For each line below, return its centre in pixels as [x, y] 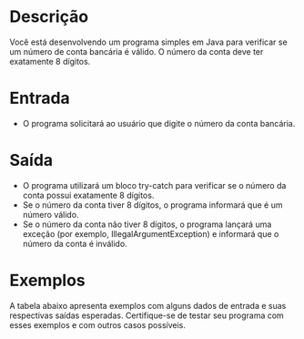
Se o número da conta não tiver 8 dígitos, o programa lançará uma [147, 224]
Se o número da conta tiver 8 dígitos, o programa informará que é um [152, 205]
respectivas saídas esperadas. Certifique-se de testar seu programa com [147, 315]
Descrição [49, 17]
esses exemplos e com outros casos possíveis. [98, 324]
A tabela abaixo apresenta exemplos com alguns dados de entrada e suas [148, 305]
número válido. [51, 214]
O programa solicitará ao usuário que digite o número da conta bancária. [159, 123]
